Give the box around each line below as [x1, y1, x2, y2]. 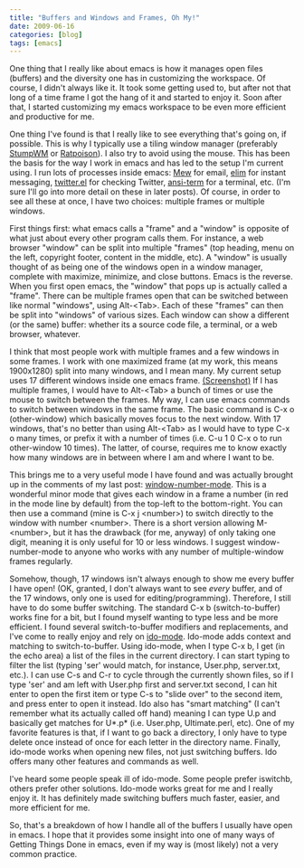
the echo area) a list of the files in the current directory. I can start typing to [9, 650, 290, 661]
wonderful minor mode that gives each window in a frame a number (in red [9, 489, 289, 500]
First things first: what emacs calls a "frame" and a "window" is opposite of [9, 223, 290, 234]
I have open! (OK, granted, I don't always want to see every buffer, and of [9, 583, 283, 594]
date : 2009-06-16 [9, 22, 75, 31]
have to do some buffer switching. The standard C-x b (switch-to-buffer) [9, 602, 280, 613]
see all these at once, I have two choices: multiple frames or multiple [9, 196, 265, 207]
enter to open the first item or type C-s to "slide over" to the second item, [9, 689, 283, 700]
